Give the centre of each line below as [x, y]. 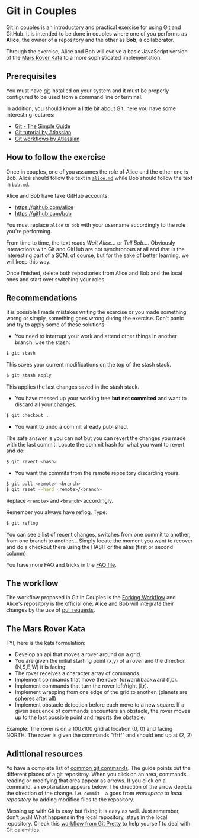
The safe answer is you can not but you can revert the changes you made [96, 438]
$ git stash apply [29, 375]
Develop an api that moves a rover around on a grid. [78, 654]
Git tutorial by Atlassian [43, 132]
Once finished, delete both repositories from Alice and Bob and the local [94, 273]
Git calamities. [23, 830]
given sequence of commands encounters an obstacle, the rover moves [102, 711]
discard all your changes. [46, 404]
